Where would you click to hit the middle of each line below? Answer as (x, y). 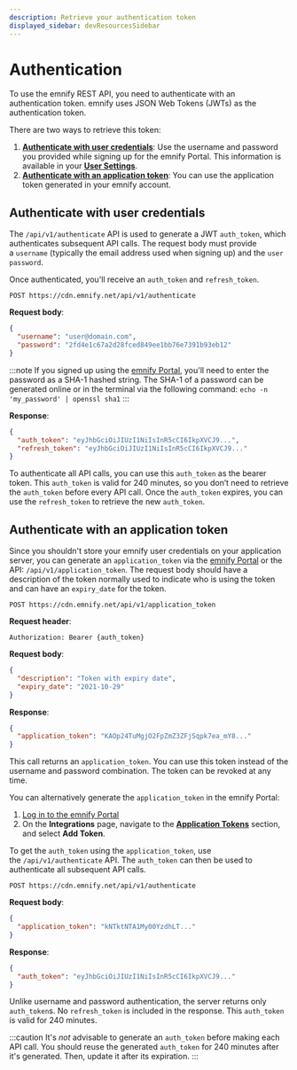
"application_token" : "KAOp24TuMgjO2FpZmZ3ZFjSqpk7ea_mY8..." (134, 737)
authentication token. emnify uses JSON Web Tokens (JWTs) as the (133, 104)
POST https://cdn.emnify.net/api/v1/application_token (113, 605)
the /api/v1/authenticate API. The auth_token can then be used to (131, 860)
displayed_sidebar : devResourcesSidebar (85, 26)
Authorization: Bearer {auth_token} (77, 638)
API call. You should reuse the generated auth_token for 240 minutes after (144, 1047)
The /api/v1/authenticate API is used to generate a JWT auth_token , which (148, 234)
